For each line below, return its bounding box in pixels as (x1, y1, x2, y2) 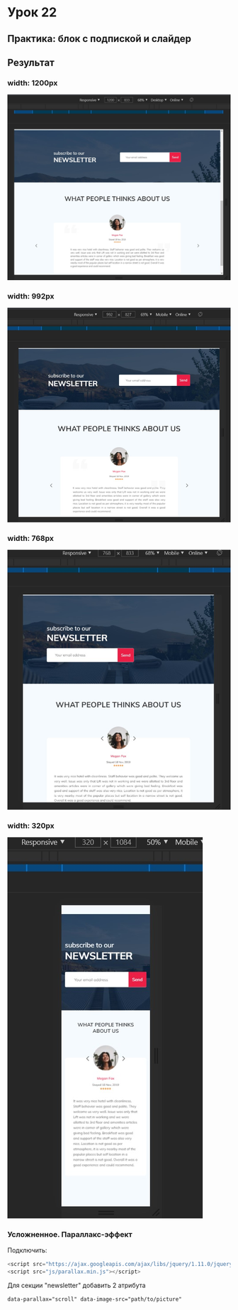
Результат (7, 56, 55, 68)
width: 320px (7, 821, 55, 831)
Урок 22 (7, 4, 57, 21)
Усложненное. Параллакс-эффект (7, 1230, 132, 1240)
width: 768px (7, 533, 55, 543)
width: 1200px (7, 77, 58, 87)
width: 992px (7, 291, 55, 301)
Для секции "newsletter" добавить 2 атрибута (7, 1281, 147, 1289)
